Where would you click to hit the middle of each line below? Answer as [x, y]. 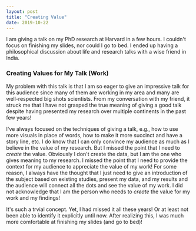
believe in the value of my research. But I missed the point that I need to [93, 147]
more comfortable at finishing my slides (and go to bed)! [74, 222]
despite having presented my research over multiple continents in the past [96, 111]
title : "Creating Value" [36, 17]
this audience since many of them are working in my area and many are [93, 93]
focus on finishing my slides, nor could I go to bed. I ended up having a [92, 45]
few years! [19, 117]
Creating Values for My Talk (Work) [57, 73]
